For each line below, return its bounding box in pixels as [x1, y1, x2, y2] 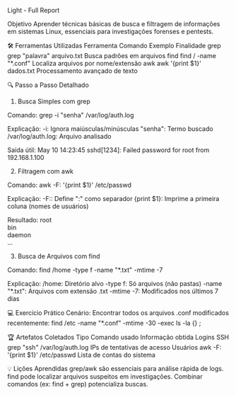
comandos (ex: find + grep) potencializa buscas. [7, 380, 148, 388]
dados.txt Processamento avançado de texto [7, 67, 138, 75]
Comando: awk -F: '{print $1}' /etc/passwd [7, 181, 132, 189]
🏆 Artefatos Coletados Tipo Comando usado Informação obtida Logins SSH [7, 333, 230, 341]
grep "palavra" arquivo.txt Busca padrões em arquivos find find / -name [7, 52, 217, 59]
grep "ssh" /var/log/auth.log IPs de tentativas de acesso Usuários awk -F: [7, 343, 222, 351]
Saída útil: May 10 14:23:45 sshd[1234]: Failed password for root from [7, 146, 210, 154]
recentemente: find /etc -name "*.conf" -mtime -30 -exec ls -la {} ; [7, 319, 201, 327]
